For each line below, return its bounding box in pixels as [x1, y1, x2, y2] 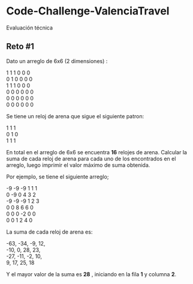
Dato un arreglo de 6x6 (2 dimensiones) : [6, 57, 108, 64]
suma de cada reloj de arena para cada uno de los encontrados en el [6, 155, 176, 162]
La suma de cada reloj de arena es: [6, 228, 93, 235]
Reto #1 [6, 41, 35, 52]
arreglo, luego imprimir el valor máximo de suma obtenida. [6, 161, 150, 169]
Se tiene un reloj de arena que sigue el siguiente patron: [6, 112, 144, 119]
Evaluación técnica [6, 24, 53, 31]
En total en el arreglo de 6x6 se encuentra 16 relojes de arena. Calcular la [6, 148, 188, 156]
